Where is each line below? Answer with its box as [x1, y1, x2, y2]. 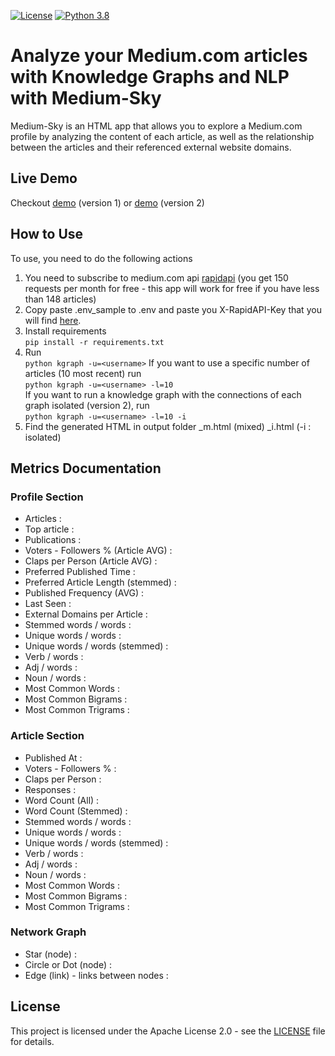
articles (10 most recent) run [24, 367, 142, 379]
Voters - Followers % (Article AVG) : [24, 545, 173, 557]
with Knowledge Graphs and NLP [10, 66, 290, 89]
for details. [10, 1035, 55, 1047]
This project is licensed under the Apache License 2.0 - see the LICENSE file [10, 1025, 326, 1037]
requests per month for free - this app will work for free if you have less [24, 282, 320, 294]
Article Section [10, 729, 85, 743]
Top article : [24, 523, 75, 535]
